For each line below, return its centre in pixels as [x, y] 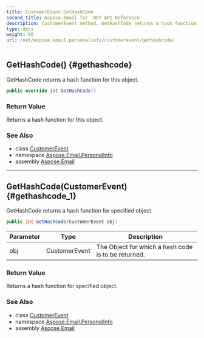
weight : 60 [20, 35]
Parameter [25, 236]
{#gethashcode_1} [42, 196]
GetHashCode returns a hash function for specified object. [80, 211]
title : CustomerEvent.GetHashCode [50, 12]
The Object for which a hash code [144, 247]
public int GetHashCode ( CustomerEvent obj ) [62, 222]
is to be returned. [121, 255]
